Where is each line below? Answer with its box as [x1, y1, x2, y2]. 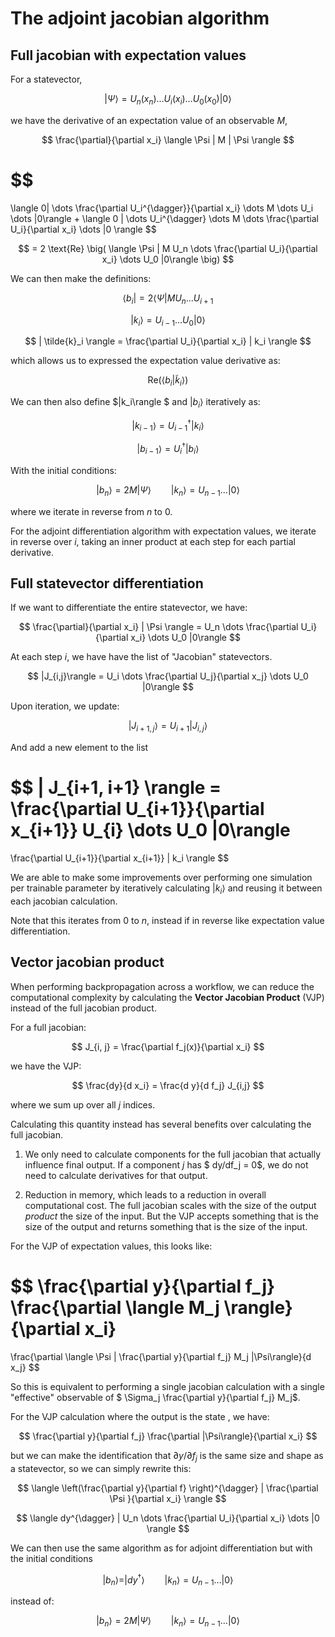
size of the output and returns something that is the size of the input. [24, 1220, 308, 1232]
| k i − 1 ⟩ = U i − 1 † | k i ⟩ [131, 417, 205, 434]
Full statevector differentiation [10, 575, 204, 592]
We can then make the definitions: [10, 272, 152, 284]
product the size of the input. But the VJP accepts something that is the [24, 1210, 319, 1222]
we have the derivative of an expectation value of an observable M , [10, 114, 288, 126]
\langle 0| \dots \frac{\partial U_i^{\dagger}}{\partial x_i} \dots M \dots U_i [10, 202, 314, 214]
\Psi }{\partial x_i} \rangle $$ [109, 1492, 227, 1504]
